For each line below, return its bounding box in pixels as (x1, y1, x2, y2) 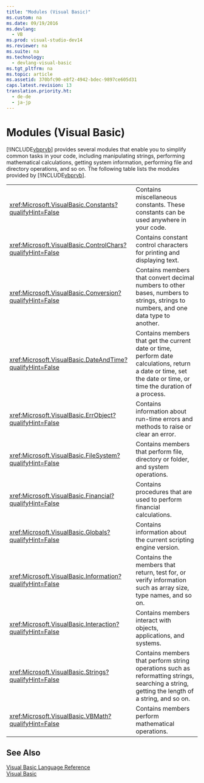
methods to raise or (135, 422, 191, 430)
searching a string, (135, 679, 189, 688)
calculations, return (135, 359, 191, 368)
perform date (135, 351, 174, 360)
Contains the (135, 553, 172, 561)
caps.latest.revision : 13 (6, 83, 72, 89)
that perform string (135, 656, 190, 664)
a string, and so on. (135, 694, 191, 703)
